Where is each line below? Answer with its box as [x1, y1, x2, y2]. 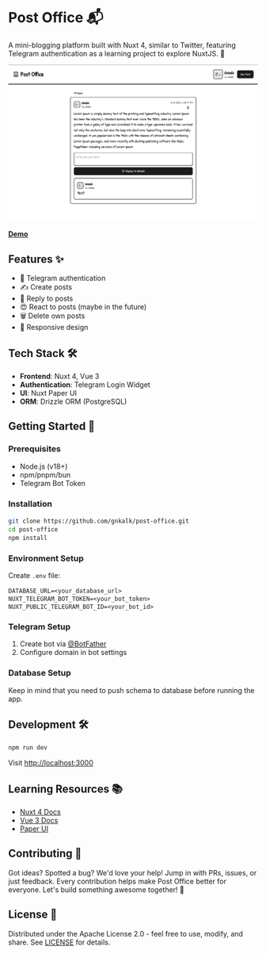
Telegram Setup [8, 621, 71, 632]
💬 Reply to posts [19, 293, 74, 304]
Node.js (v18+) [19, 462, 68, 471]
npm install [8, 534, 47, 542]
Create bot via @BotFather [19, 639, 107, 649]
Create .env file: [8, 570, 61, 580]
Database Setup [8, 668, 71, 679]
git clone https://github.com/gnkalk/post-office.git [8, 517, 190, 526]
